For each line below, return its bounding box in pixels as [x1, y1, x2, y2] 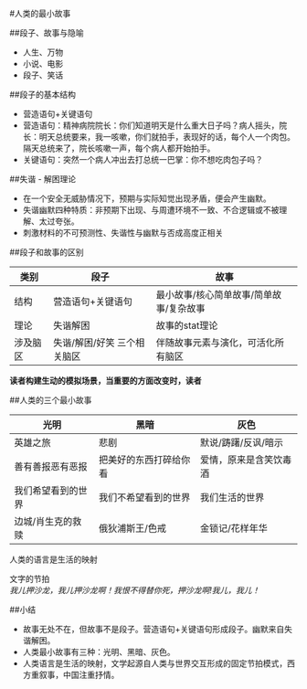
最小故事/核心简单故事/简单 [155, 289, 273, 301]
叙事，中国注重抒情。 [38, 670, 120, 680]
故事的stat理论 [155, 319, 218, 332]
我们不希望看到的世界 [99, 492, 191, 503]
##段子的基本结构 [9, 90, 76, 100]
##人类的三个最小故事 [9, 395, 92, 405]
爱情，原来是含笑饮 [199, 453, 283, 466]
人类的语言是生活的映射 [9, 554, 98, 565]
